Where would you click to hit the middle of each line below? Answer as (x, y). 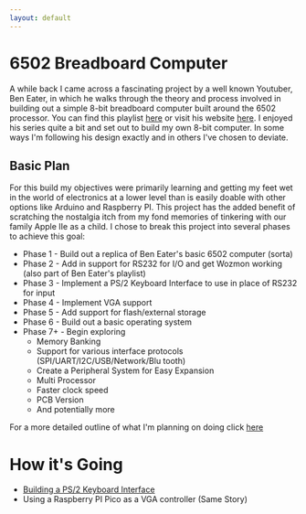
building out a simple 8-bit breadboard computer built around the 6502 (143, 108)
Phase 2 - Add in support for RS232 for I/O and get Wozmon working (153, 264)
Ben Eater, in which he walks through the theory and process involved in (145, 98)
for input (39, 293)
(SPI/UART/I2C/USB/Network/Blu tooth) (111, 361)
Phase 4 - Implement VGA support (87, 303)
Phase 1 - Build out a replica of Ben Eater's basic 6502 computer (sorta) (158, 254)
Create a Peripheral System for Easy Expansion (125, 370)
